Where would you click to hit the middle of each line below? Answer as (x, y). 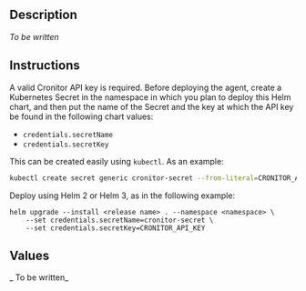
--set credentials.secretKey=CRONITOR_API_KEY (116, 228)
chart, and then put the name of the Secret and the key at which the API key (152, 106)
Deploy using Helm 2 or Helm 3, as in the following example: (122, 196)
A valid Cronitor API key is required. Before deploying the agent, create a (146, 87)
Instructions (45, 66)
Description (43, 15)
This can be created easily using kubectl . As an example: (117, 161)
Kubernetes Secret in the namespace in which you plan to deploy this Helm (150, 97)
